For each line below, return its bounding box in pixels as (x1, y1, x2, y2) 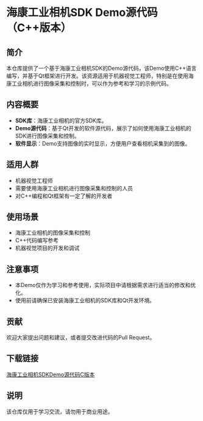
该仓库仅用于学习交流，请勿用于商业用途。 (6, 408, 113, 415)
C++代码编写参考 (15, 237, 59, 244)
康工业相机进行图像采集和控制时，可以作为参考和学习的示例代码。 (6, 80, 172, 87)
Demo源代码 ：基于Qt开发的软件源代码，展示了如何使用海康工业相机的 (15, 124, 191, 132)
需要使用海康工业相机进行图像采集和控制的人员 (15, 184, 133, 192)
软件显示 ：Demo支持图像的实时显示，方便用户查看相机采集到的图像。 (15, 140, 191, 147)
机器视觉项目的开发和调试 (15, 244, 80, 251)
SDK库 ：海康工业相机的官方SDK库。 (15, 117, 107, 124)
